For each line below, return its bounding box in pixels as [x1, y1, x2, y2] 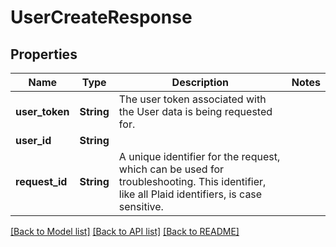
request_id [15, 175, 68, 188]
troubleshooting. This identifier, [118, 175, 267, 188]
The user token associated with [118, 92, 267, 106]
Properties [10, 46, 78, 63]
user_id [15, 134, 52, 147]
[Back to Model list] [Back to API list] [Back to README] [10, 226, 240, 237]
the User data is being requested [118, 105, 273, 118]
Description [171, 76, 230, 89]
